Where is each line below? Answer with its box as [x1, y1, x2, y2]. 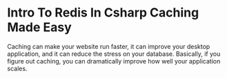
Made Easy [7, 19, 72, 35]
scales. [7, 64, 28, 72]
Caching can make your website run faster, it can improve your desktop [7, 42, 210, 50]
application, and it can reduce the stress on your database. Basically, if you [7, 50, 221, 58]
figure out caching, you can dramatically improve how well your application [7, 57, 221, 65]
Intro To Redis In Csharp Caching [7, 5, 199, 21]
